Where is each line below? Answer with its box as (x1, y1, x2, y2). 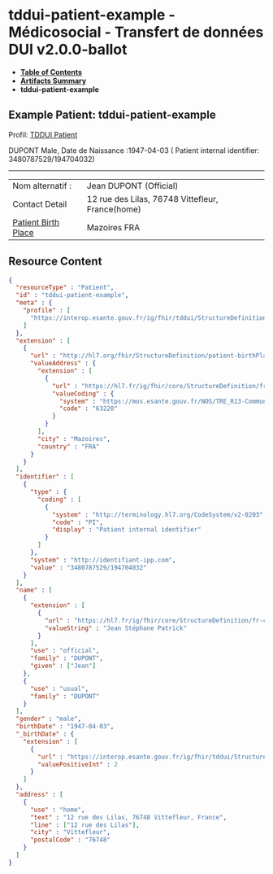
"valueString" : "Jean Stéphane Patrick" (44, 624, 187, 632)
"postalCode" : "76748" (29, 836, 111, 844)
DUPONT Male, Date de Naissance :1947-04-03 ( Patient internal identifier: (8, 145, 260, 155)
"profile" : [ (23, 307, 71, 315)
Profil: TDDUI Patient (8, 129, 78, 139)
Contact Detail (12, 198, 67, 209)
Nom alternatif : (12, 180, 71, 191)
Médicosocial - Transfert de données (8, 23, 264, 42)
